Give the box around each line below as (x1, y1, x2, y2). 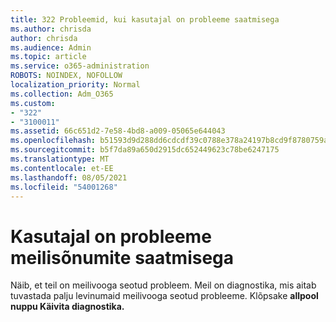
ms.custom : (10, 98, 56, 108)
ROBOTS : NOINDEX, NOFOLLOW (10, 71, 123, 81)
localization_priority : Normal (10, 80, 141, 90)
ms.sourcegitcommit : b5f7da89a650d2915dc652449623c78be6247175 (10, 145, 280, 155)
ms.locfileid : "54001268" (10, 182, 118, 192)
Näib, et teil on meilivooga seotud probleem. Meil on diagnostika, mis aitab (10, 279, 317, 291)
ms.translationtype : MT (10, 154, 110, 164)
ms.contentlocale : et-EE (10, 163, 114, 173)
